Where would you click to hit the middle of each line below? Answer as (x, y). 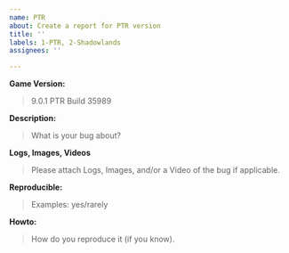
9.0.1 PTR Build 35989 (71, 101)
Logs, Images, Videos (50, 153)
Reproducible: (36, 187)
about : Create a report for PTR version (85, 26)
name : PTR (28, 17)
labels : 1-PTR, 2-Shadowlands (65, 42)
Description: (32, 118)
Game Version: (37, 84)
